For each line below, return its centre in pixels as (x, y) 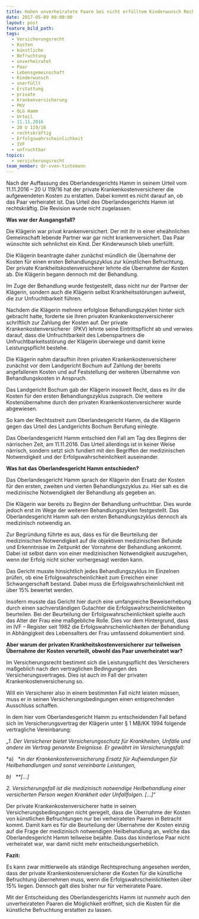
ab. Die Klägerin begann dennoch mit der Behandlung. (72, 274)
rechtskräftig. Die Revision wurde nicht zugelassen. (69, 208)
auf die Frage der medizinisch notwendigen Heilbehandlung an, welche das (98, 831)
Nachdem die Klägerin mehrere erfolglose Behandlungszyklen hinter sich (95, 310)
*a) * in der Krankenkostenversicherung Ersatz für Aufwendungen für (92, 759)
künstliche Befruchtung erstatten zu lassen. (59, 910)
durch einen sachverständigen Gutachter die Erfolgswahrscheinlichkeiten (96, 608)
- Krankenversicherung (39, 100)
